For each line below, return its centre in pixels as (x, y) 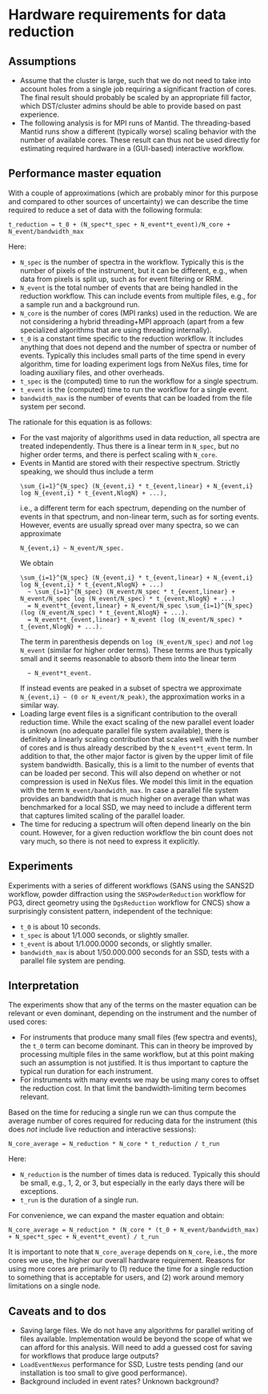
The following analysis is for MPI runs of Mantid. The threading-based (135, 123)
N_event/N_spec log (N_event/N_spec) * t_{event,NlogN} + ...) (128, 599)
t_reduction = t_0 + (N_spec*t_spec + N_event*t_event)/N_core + (119, 224)
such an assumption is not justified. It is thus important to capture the (134, 1063)
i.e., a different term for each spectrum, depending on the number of (133, 508)
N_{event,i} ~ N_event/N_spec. (72, 548)
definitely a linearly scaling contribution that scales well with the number (139, 739)
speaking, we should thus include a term (86, 471)
